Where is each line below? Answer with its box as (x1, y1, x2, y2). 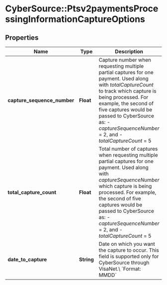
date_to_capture (7, 256, 47, 263)
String (79, 256, 94, 263)
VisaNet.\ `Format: (98, 266, 141, 272)
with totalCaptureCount (98, 82, 154, 88)
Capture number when (98, 57, 152, 63)
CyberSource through (98, 259, 150, 266)
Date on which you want (98, 241, 155, 247)
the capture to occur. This (98, 247, 159, 254)
